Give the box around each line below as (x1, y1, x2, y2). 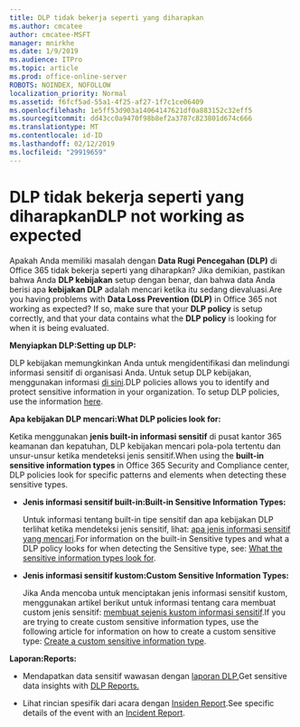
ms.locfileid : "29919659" (9, 147, 107, 156)
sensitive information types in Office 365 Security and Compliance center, (9, 459, 290, 470)
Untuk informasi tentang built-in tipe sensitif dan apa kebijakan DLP (22, 514, 274, 524)
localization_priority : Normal (9, 89, 127, 98)
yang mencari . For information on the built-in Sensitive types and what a (22, 533, 290, 543)
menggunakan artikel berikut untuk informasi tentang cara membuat (22, 597, 277, 608)
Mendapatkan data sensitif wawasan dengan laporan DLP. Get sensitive (22, 670, 287, 681)
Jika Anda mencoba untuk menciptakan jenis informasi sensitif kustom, (22, 587, 288, 598)
